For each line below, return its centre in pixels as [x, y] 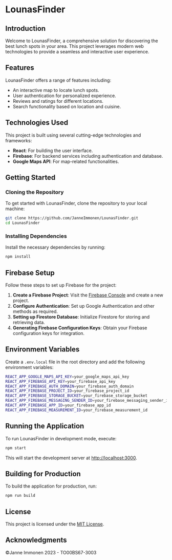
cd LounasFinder [23, 223]
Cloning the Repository [35, 192]
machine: [15, 209]
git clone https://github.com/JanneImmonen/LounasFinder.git [72, 218]
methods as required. [35, 311]
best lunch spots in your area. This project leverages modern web [75, 46]
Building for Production [43, 474]
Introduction [26, 29]
